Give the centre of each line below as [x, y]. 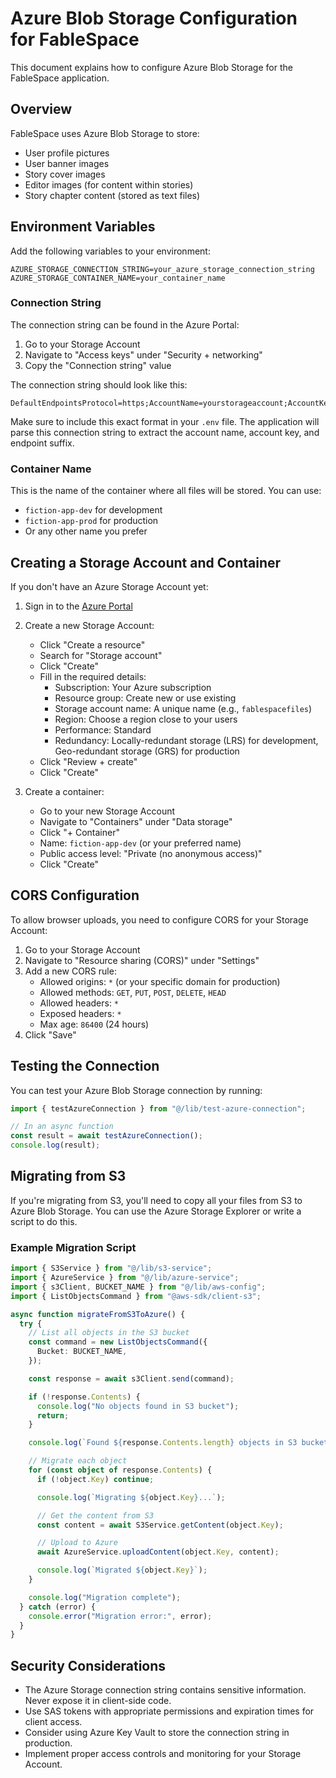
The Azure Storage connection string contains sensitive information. [165, 1690]
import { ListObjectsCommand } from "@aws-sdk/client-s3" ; [136, 1296]
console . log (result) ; [55, 1145]
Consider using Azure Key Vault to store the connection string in [157, 1733]
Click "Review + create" [88, 761]
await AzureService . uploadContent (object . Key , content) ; [158, 1552]
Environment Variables [83, 227]
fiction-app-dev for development [93, 510]
